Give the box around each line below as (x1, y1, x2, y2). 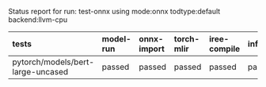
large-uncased (12, 67, 69, 77)
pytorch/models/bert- (12, 56, 95, 67)
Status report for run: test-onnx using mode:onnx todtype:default (8, 7, 221, 16)
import (139, 43, 165, 54)
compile (208, 43, 241, 54)
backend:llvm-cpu (8, 15, 68, 24)
